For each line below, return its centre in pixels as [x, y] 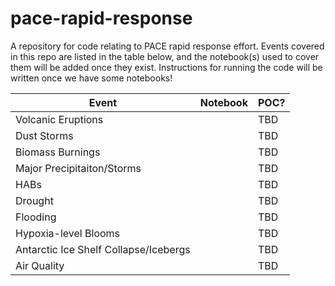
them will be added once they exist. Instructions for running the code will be [166, 67]
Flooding [36, 217]
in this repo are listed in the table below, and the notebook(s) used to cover [165, 56]
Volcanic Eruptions [59, 119]
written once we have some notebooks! [91, 78]
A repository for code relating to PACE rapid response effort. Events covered [167, 46]
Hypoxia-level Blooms [68, 233]
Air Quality [40, 265]
